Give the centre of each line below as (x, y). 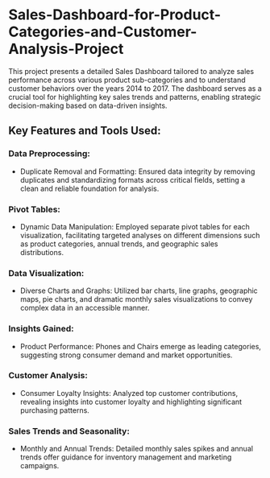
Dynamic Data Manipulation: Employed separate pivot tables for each (135, 226)
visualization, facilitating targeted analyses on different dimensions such (140, 235)
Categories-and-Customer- (103, 32)
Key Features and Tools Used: (85, 131)
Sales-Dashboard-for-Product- (115, 15)
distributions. (42, 252)
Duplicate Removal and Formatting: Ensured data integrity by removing (137, 171)
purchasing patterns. (55, 410)
